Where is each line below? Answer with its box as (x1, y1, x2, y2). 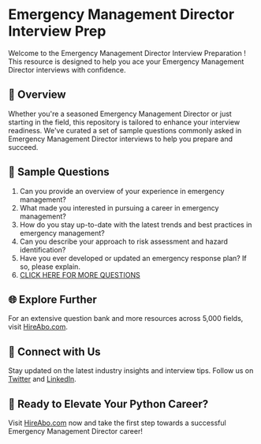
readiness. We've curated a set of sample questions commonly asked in (8, 125, 242, 135)
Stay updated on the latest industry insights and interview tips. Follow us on (8, 366, 254, 375)
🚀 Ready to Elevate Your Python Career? (8, 397, 209, 411)
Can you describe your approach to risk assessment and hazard (19, 237, 229, 246)
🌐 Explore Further (8, 293, 97, 306)
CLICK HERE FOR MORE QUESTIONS (19, 270, 140, 279)
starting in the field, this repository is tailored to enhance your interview (8, 117, 240, 127)
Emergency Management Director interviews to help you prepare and (8, 134, 233, 144)
